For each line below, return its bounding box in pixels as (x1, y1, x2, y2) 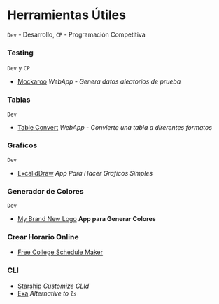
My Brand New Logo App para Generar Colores (17, 215, 156, 223)
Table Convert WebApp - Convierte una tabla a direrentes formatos (17, 123, 212, 131)
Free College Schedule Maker (17, 248, 104, 256)
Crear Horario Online (7, 232, 79, 242)
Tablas (7, 95, 31, 105)
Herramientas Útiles (7, 7, 126, 23)
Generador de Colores (7, 186, 84, 196)
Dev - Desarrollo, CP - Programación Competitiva (7, 30, 146, 39)
